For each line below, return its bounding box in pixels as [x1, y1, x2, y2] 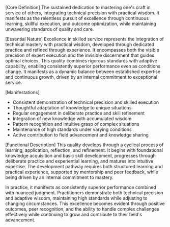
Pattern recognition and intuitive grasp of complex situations [12, 121, 139, 127]
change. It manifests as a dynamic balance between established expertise [5, 69, 161, 75]
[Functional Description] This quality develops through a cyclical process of [5, 142, 164, 148]
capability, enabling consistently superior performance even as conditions [5, 63, 161, 69]
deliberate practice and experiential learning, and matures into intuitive [5, 158, 154, 164]
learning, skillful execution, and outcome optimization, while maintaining [5, 20, 156, 27]
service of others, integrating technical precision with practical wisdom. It [5, 10, 159, 16]
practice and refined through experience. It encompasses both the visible [5, 47, 159, 53]
